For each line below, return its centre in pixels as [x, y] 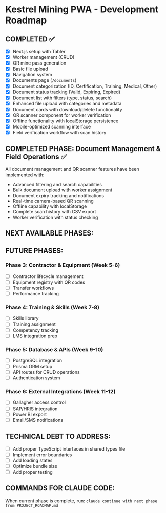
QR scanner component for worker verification [62, 115]
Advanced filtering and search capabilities [57, 184]
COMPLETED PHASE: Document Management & [83, 149]
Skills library [26, 318]
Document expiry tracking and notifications [58, 195]
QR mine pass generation [39, 63]
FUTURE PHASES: [34, 251]
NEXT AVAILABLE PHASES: [49, 233]
